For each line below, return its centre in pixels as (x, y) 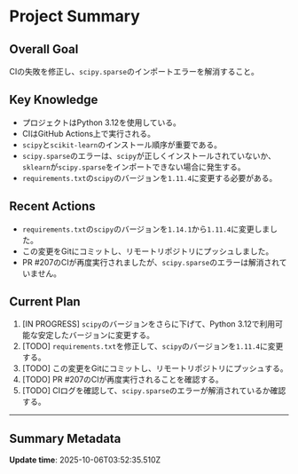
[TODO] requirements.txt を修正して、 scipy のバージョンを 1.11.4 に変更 (153, 346)
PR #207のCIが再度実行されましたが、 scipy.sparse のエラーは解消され (150, 262)
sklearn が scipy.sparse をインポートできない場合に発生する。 (133, 167)
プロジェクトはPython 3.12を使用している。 (102, 122)
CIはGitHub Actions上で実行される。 (89, 133)
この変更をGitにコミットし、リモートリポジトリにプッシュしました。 (148, 251)
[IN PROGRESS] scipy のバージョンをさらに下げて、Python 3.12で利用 (149, 324)
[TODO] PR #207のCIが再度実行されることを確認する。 (122, 380)
